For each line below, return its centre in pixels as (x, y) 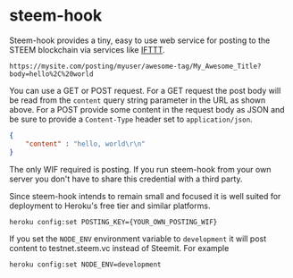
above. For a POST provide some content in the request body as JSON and (147, 109)
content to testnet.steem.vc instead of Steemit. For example (119, 248)
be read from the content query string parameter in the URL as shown (138, 100)
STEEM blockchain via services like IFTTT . (87, 49)
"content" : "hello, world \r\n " (85, 144)
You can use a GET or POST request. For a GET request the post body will (145, 90)
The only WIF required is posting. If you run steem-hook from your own (140, 169)
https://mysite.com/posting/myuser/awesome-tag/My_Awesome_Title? (135, 66)
